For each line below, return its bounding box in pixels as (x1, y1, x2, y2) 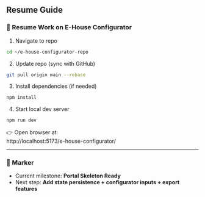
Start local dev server (15, 106, 70, 113)
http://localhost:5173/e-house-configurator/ (6, 137, 116, 145)
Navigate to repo (15, 37, 58, 45)
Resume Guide (6, 5, 63, 15)
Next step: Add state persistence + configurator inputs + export (15, 179, 180, 186)
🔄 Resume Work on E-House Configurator (6, 23, 132, 32)
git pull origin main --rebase (6, 71, 86, 78)
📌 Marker (6, 159, 34, 167)
